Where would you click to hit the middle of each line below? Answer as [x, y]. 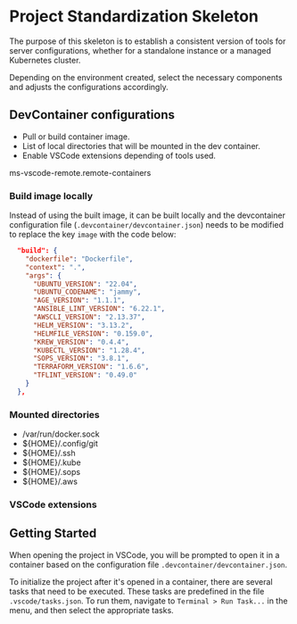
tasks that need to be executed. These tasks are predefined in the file [137, 591]
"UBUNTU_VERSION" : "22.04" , [85, 284]
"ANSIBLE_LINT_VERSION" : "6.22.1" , [99, 309]
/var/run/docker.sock [61, 434]
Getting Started [53, 533]
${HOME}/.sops [51, 472]
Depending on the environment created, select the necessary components [146, 77]
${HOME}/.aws [50, 482]
